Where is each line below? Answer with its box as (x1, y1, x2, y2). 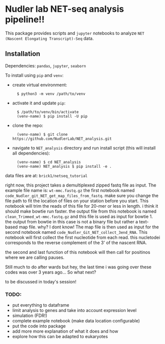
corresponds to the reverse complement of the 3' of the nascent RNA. (5, 240, 147, 246)
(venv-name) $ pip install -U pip (17, 114, 88, 119)
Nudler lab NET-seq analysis (5, 3, 124, 15)
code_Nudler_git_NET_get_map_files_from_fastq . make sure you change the (5, 192, 159, 198)
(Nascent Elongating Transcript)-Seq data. (5, 35, 94, 41)
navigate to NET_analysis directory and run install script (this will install (12, 145, 156, 151)
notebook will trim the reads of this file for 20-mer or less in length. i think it (5, 203, 159, 209)
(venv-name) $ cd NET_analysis (17, 159, 81, 164)
